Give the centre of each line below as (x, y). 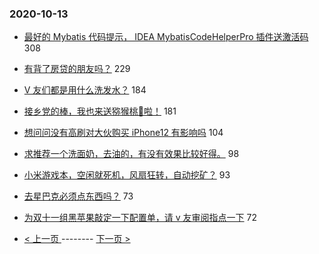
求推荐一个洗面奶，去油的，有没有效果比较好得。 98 (131, 154)
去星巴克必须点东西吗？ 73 (78, 196)
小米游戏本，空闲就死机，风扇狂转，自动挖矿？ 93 (127, 175)
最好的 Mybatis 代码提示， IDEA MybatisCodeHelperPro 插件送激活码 (166, 37)
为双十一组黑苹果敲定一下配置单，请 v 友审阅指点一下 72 (140, 218)
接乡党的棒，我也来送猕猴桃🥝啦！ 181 (100, 111)
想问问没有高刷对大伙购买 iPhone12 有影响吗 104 (123, 133)
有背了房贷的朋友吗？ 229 (77, 69)
